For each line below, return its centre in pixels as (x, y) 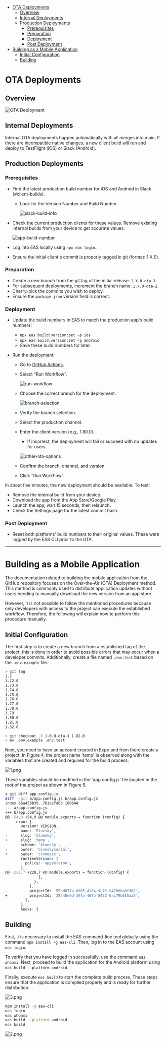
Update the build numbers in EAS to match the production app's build (83, 320)
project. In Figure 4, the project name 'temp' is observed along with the (77, 755)
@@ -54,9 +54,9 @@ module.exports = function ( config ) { (65, 817)
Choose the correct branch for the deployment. (68, 393)
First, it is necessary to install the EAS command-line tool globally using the (82, 936)
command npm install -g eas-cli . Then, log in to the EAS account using (80, 942)
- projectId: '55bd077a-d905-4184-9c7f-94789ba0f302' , (73, 891)
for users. (37, 447)
